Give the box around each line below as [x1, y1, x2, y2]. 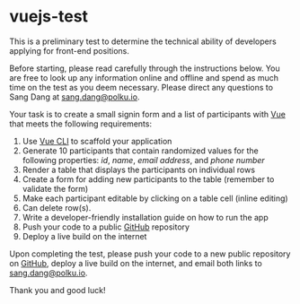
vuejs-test [9, 6, 88, 27]
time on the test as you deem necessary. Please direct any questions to [9, 82, 274, 92]
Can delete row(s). [22, 202, 92, 213]
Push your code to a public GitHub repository [22, 221, 190, 232]
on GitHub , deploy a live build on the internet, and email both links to [9, 257, 262, 268]
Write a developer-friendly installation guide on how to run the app [22, 212, 269, 222]
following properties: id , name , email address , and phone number [22, 154, 265, 165]
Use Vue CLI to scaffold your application [22, 135, 172, 146]
